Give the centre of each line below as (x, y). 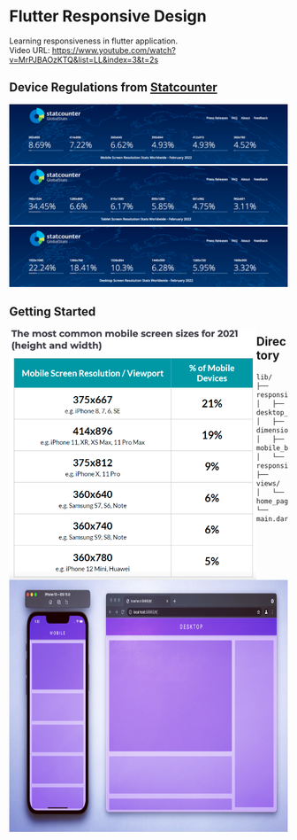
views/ (268, 483)
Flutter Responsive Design (108, 16)
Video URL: (30, 50)
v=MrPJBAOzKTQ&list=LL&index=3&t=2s (84, 59)
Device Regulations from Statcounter (114, 87)
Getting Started (53, 311)
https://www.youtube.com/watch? (114, 50)
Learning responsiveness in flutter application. (94, 41)
